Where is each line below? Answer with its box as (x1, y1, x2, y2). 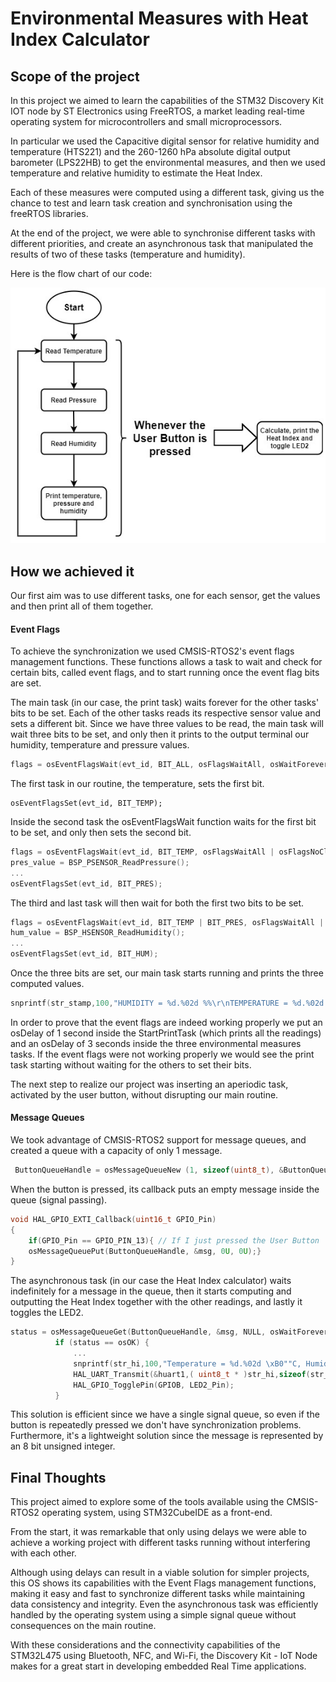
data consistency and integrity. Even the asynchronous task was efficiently (10, 1598, 319, 1611)
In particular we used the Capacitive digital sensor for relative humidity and (10, 135, 320, 147)
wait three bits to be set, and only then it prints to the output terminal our (10, 728, 310, 741)
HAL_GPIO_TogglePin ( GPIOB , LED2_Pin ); (73, 1380, 235, 1390)
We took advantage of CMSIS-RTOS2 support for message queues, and (10, 1134, 307, 1146)
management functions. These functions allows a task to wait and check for (10, 656, 323, 668)
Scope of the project (10, 68, 140, 85)
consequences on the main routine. (10, 1620, 157, 1632)
